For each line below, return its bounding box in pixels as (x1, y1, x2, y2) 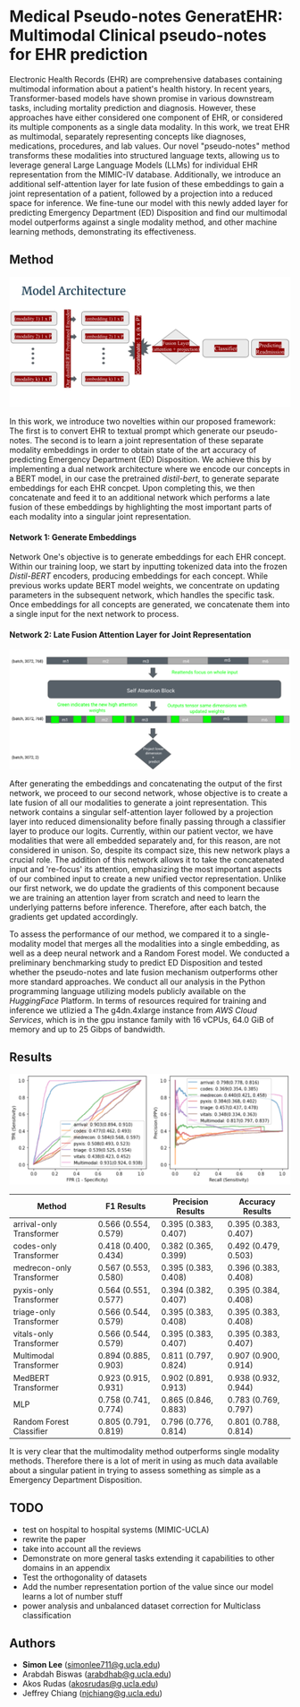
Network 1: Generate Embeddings (9, 531, 137, 543)
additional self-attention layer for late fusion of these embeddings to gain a (9, 178, 284, 189)
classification (21, 1609, 71, 1620)
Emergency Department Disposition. (9, 1474, 143, 1485)
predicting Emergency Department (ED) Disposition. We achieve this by (9, 454, 271, 465)
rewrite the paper (21, 1533, 87, 1544)
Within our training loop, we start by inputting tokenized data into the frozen (9, 562, 287, 572)
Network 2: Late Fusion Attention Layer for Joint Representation (9, 629, 252, 639)
